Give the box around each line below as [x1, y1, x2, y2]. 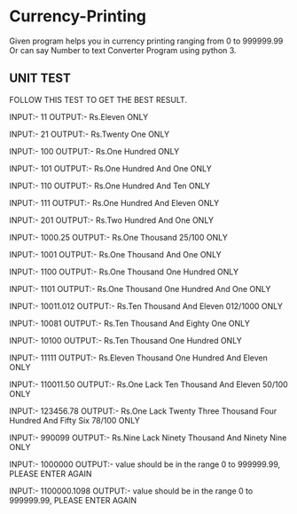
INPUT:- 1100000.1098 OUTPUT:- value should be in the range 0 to [9, 486, 254, 496]
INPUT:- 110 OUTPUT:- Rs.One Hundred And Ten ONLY [9, 180, 211, 191]
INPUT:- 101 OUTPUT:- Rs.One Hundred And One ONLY [9, 162, 212, 174]
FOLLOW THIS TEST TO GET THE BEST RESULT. [9, 94, 188, 105]
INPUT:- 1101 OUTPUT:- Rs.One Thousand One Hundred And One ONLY [9, 283, 271, 294]
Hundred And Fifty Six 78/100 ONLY [9, 415, 140, 425]
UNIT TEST [9, 71, 71, 86]
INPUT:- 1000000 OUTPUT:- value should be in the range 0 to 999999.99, [9, 459, 281, 470]
